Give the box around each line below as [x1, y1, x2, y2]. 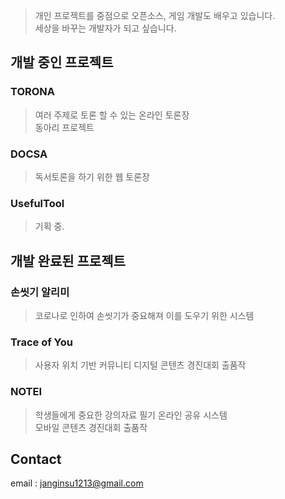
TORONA [10, 85, 56, 99]
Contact [10, 450, 62, 468]
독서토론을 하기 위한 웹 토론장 [34, 170, 150, 183]
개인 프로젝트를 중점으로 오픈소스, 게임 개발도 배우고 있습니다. [34, 10, 276, 21]
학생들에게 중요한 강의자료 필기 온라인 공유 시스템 [34, 409, 228, 421]
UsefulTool [10, 196, 65, 210]
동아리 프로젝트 [34, 121, 95, 133]
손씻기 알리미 [10, 285, 70, 299]
